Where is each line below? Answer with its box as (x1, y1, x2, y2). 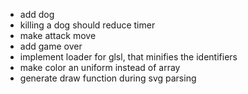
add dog (19, 9, 55, 20)
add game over (19, 40, 83, 52)
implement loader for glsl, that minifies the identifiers (19, 51, 238, 63)
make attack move (19, 30, 97, 41)
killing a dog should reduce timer (19, 19, 156, 31)
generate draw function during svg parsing (19, 72, 197, 84)
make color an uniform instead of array (19, 62, 181, 73)
